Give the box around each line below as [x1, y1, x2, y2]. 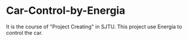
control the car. [6, 29, 43, 36]
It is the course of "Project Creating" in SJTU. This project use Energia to [6, 23, 182, 30]
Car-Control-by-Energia [6, 4, 125, 17]
